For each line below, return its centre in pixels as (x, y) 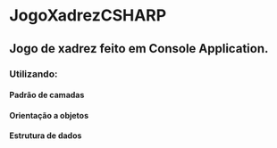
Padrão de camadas (47, 95)
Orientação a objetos (49, 115)
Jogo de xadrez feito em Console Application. (139, 49)
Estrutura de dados (46, 136)
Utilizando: (34, 74)
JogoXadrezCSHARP (88, 16)
